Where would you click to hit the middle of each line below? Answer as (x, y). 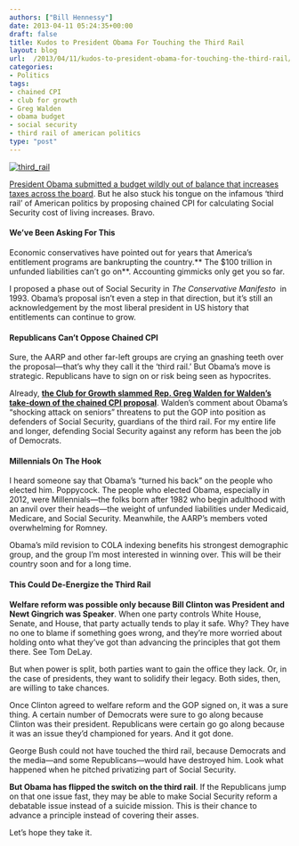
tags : (19, 84)
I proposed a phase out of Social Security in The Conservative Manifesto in (148, 288)
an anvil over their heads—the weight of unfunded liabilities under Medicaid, (149, 509)
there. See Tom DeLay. (51, 651)
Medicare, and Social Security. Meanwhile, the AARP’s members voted (139, 519)
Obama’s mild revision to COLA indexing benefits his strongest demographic (149, 545)
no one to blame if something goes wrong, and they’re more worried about (146, 632)
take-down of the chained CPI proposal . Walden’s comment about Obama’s (149, 403)
